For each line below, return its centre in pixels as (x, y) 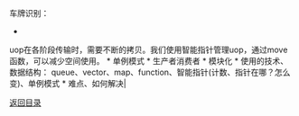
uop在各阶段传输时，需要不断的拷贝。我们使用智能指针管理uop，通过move (149, 49)
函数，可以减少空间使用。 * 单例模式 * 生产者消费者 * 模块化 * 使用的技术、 (149, 61)
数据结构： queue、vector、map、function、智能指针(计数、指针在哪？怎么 (150, 72)
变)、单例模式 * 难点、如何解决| (68, 83)
